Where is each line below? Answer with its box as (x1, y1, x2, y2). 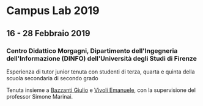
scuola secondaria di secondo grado (6, 74, 99, 81)
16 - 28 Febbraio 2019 (6, 28, 90, 39)
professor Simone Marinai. (6, 93, 73, 100)
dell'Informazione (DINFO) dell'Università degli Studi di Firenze (6, 54, 197, 62)
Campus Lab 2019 (6, 4, 100, 18)
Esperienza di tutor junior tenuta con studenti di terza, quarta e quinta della (6, 68, 195, 75)
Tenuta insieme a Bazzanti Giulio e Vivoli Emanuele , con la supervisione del (6, 86, 196, 94)
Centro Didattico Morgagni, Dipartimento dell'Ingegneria (6, 47, 178, 55)
